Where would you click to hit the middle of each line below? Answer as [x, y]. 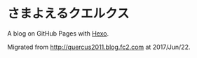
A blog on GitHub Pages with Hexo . [58, 33]
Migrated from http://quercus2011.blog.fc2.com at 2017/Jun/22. [99, 47]
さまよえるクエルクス [68, 14]
